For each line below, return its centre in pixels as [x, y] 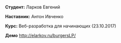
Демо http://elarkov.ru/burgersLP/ [40, 35]
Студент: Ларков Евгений [33, 7]
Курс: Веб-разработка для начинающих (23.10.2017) [61, 26]
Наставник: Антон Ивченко [34, 16]
